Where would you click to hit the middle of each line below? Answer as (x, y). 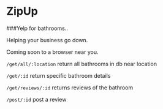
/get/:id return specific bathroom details (59, 75)
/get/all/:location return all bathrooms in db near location (82, 64)
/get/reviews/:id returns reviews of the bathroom (70, 88)
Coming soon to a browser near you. (52, 52)
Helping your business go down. (47, 40)
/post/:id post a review (36, 99)
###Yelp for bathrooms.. (37, 28)
